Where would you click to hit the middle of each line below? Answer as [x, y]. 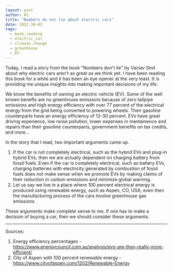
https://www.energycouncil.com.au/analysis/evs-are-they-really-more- [88, 246]
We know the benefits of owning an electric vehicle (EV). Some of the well [84, 94]
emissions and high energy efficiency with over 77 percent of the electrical [85, 105]
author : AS [17, 15]
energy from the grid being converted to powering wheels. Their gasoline [83, 110]
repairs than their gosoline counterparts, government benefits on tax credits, [86, 127]
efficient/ [22, 252]
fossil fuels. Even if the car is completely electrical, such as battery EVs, [89, 163]
